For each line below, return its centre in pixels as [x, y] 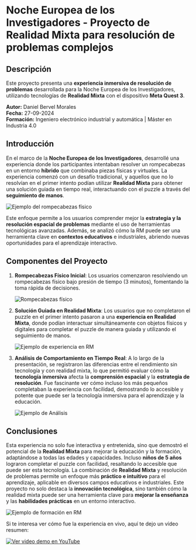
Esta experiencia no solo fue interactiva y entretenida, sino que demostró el [97, 445]
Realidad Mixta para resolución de [91, 35]
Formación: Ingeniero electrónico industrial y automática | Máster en [89, 119]
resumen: [18, 530]
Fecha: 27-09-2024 [30, 113]
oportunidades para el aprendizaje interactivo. [62, 243]
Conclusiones [32, 432]
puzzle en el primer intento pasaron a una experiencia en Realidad [95, 317]
